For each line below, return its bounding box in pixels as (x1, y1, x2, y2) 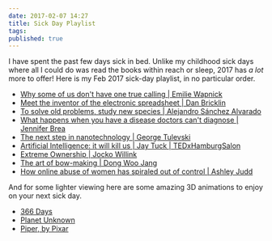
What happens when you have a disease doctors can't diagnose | (19, 115, 239, 125)
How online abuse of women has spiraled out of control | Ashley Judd (19, 167, 253, 176)
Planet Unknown (19, 215, 75, 225)
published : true (8, 34, 63, 43)
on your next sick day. (8, 191, 83, 201)
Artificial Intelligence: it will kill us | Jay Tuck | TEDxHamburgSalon (19, 141, 241, 150)
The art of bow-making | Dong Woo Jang (19, 159, 158, 168)
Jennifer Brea (19, 124, 66, 133)
